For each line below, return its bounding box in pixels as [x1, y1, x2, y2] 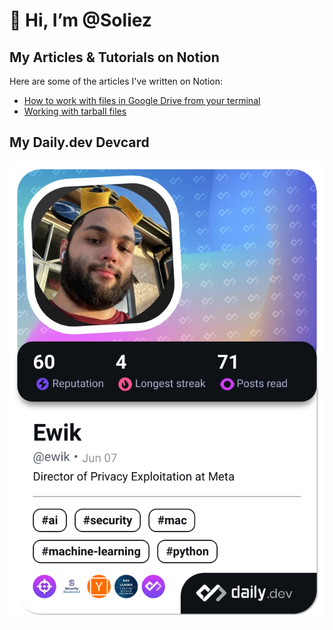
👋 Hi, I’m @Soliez [9, 9, 152, 32]
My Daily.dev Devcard [9, 134, 150, 151]
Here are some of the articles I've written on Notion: [9, 75, 224, 87]
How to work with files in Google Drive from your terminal [23, 95, 261, 106]
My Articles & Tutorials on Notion [9, 49, 220, 66]
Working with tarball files [23, 105, 127, 117]
